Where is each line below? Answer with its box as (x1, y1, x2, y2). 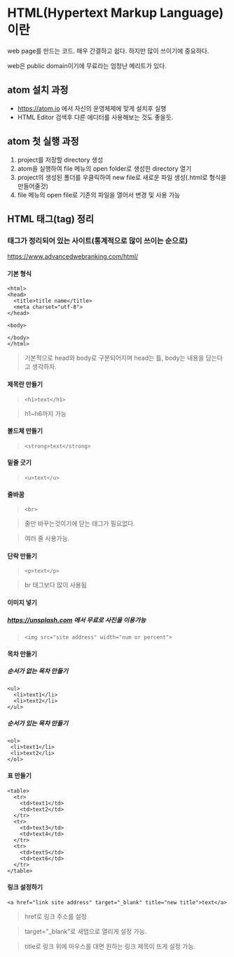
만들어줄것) (17, 181, 49, 190)
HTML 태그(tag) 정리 (7, 213, 95, 225)
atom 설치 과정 (7, 84, 69, 96)
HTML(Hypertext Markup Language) (7, 5, 224, 21)
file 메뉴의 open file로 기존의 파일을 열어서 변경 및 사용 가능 (17, 190, 181, 199)
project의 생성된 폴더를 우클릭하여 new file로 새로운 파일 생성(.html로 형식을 (17, 173, 226, 181)
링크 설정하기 (7, 883, 43, 892)
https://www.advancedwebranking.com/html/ (7, 252, 139, 261)
